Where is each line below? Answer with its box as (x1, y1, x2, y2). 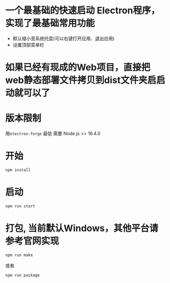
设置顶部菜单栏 (12, 41, 44, 48)
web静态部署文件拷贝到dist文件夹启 (5, 75, 157, 86)
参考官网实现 (5, 235, 60, 247)
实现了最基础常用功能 (5, 17, 95, 29)
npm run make (5, 252, 33, 257)
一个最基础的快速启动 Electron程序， (5, 5, 160, 16)
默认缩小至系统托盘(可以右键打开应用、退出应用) (12, 35, 115, 41)
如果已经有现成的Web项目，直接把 (5, 62, 151, 73)
